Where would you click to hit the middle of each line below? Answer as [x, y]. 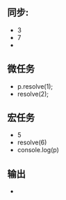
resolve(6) [32, 142]
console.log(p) [38, 150]
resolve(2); [33, 94]
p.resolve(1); [35, 86]
